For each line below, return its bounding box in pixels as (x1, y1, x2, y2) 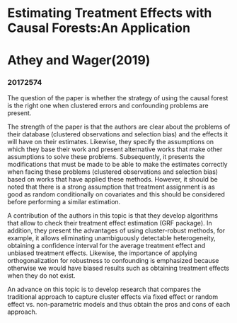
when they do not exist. (7, 271, 76, 280)
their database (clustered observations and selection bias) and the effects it (7, 129, 229, 139)
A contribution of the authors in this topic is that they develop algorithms (7, 211, 218, 220)
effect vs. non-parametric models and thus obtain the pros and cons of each (7, 300, 231, 308)
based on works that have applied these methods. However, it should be (7, 175, 218, 183)
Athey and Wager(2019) (7, 52, 151, 69)
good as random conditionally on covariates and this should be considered (7, 189, 225, 199)
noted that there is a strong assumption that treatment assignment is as (7, 182, 216, 191)
